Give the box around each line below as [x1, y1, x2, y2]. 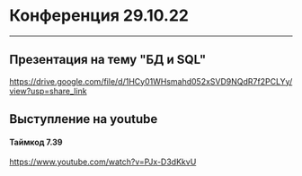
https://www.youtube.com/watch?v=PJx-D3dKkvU [9, 156, 197, 167]
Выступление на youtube [9, 111, 158, 127]
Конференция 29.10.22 [9, 5, 189, 26]
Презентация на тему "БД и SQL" [9, 52, 207, 67]
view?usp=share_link [9, 85, 87, 96]
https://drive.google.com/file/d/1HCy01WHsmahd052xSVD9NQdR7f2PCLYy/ [9, 75, 293, 86]
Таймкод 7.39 [9, 136, 63, 147]
